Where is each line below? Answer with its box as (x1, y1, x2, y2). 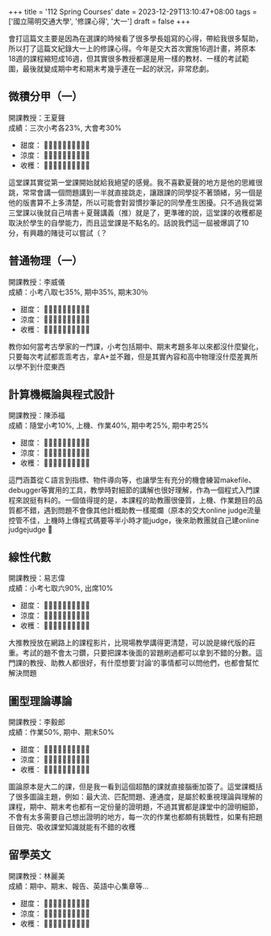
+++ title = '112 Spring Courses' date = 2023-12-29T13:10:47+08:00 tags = (8, 7, 258, 16)
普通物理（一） (8, 254, 83, 268)
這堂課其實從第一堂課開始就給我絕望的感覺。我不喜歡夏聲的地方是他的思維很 (8, 177, 263, 187)
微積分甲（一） (8, 90, 83, 103)
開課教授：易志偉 (8, 573, 65, 583)
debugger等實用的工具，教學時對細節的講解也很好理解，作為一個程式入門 (8, 485, 253, 495)
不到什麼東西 (22, 361, 65, 371)
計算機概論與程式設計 (8, 388, 115, 402)
